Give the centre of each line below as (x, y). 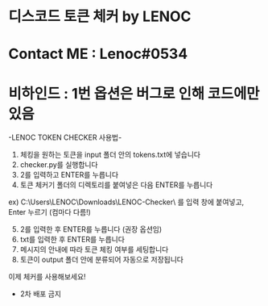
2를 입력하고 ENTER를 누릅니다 (69, 175)
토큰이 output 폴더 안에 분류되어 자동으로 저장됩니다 (101, 260)
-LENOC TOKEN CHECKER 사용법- (65, 137)
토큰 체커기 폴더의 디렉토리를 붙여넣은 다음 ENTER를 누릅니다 (116, 185)
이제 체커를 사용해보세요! (47, 277)
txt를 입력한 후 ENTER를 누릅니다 (72, 240)
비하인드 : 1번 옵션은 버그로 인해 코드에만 (134, 93)
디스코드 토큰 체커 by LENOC (100, 17)
